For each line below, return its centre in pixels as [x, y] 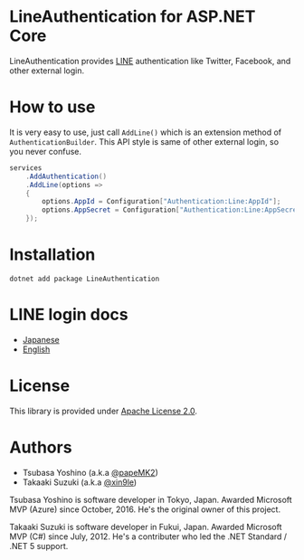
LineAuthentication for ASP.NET [133, 17]
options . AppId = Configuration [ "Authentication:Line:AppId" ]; [161, 202]
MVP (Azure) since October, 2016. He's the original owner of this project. [145, 509]
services [26, 168]
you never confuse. [46, 151]
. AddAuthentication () [66, 176]
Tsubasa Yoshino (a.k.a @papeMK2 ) [90, 472]
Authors [41, 447]
